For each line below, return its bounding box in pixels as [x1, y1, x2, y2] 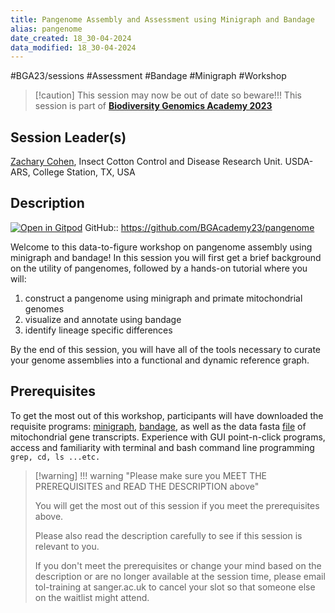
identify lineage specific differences [24, 324, 173, 336]
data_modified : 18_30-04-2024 [10, 42, 137, 53]
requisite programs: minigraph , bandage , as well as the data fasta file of [10, 420, 307, 432]
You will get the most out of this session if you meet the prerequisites [34, 499, 320, 511]
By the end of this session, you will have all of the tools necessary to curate [10, 343, 322, 355]
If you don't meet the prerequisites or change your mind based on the [34, 559, 322, 571]
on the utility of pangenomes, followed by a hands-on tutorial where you [10, 262, 308, 274]
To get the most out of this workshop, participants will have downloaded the [10, 409, 324, 421]
